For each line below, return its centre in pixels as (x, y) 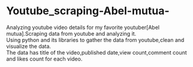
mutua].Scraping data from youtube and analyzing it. (71, 33)
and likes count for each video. (44, 59)
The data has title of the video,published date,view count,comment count (96, 52)
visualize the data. (29, 46)
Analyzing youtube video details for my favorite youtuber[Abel (83, 27)
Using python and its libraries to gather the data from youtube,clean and (95, 40)
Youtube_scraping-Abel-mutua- (88, 11)
